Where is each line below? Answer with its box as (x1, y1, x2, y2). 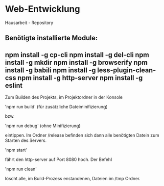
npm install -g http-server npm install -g (17, 74, 143, 82)
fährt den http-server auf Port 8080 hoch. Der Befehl (5, 157, 112, 162)
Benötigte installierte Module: (5, 34, 98, 42)
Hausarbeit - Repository (5, 20, 54, 26)
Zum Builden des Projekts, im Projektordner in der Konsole (5, 94, 123, 100)
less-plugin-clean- (97, 66, 156, 74)
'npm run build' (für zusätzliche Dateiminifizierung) (5, 104, 108, 110)
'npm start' (5, 147, 27, 153)
